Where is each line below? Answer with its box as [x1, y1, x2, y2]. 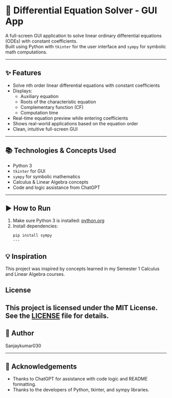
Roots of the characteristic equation [20, 99, 96, 105]
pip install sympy [12, 233, 52, 238]
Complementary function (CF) [20, 104, 84, 110]
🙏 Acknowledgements [5, 362, 77, 371]
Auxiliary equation [20, 93, 59, 99]
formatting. [12, 381, 37, 387]
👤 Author [5, 329, 34, 338]
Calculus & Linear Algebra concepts [12, 179, 89, 185]
